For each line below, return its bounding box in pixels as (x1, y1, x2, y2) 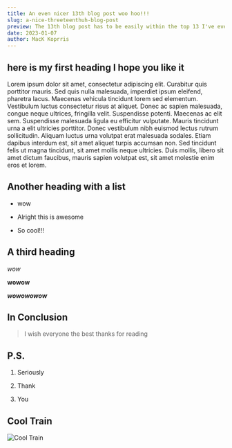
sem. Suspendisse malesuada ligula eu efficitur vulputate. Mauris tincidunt (7, 116, 219, 125)
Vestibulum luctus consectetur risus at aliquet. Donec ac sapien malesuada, (7, 102, 223, 110)
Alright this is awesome (17, 213, 84, 221)
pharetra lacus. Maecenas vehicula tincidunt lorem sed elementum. (7, 94, 198, 102)
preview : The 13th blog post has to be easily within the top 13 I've (7, 23, 215, 30)
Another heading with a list (7, 181, 126, 192)
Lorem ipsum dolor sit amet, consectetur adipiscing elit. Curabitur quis (7, 80, 207, 88)
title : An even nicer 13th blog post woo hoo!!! (7, 10, 150, 17)
